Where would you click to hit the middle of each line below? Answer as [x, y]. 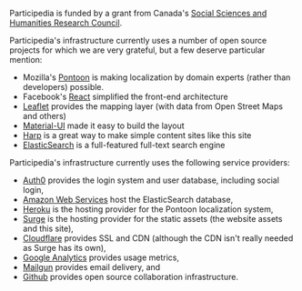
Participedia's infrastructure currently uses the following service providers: [150, 162]
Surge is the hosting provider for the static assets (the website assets [152, 219]
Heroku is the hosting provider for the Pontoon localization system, [148, 209]
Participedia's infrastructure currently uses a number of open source [138, 40]
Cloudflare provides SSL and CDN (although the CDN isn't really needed [158, 238]
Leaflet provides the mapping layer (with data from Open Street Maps [153, 106]
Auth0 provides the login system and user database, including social [151, 180]
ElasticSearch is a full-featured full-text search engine [124, 145]
